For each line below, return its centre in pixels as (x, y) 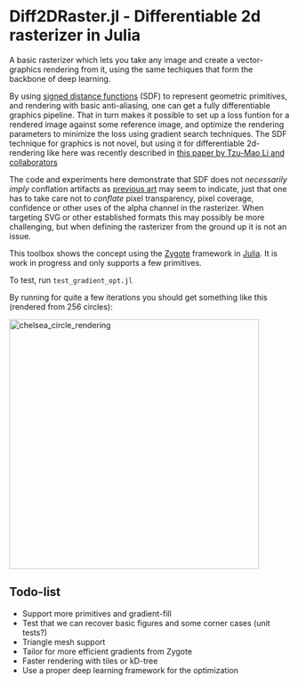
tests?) (34, 632)
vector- (250, 60)
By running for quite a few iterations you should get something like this (139, 297)
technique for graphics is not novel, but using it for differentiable (127, 143)
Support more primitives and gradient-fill (97, 613)
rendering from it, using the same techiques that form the (148, 69)
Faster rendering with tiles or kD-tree (90, 661)
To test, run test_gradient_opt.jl (71, 280)
